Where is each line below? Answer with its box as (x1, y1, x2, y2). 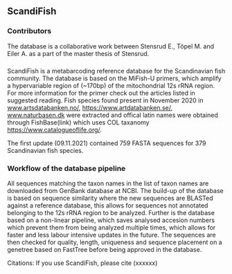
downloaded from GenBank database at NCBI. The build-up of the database (7, 186, 224, 194)
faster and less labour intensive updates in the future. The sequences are (7, 230, 216, 239)
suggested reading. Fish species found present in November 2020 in (7, 96, 204, 104)
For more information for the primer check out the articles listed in (7, 89, 195, 97)
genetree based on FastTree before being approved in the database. (7, 245, 202, 253)
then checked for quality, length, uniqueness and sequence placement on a (7, 238, 223, 246)
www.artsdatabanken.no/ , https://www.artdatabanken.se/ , (7, 103, 173, 111)
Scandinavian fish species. (7, 146, 84, 154)
